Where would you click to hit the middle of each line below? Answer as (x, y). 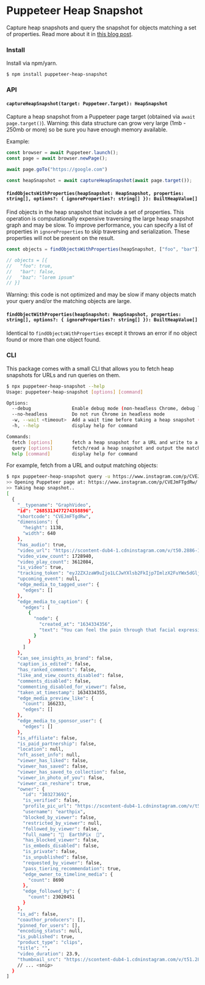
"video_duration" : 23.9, (49, 954)
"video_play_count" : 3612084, (56, 562)
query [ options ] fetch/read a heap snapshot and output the (98, 448)
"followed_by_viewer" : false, (61, 829)
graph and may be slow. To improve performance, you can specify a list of (100, 225)
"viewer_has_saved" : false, (53, 767)
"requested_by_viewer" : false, (62, 863)
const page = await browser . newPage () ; (57, 159)
